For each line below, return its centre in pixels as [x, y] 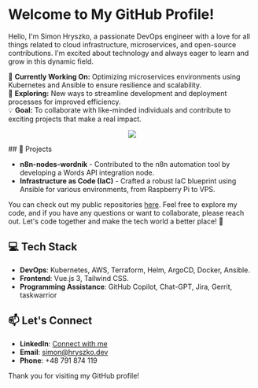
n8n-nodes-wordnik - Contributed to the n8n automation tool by [125, 164]
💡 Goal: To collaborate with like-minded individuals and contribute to [120, 110]
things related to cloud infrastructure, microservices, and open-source [122, 44]
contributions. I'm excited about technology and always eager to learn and [129, 53]
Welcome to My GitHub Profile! [111, 15]
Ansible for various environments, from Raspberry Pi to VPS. [117, 189]
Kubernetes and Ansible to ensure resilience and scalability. [105, 85]
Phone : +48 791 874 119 [59, 360]
